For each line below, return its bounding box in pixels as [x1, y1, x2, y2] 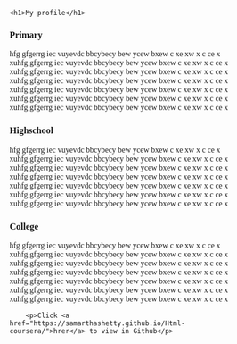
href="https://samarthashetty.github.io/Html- [9, 318, 185, 328]
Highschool [9, 125, 54, 137]
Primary [9, 29, 44, 40]
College [9, 220, 39, 232]
